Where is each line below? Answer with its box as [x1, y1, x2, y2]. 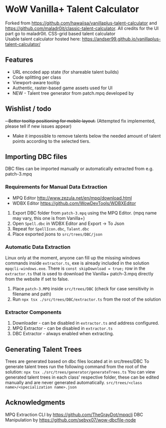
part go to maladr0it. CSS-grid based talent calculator [5, 30, 116, 36]
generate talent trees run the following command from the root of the [5, 364, 147, 370]
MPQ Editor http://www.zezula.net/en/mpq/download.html [12, 195, 132, 201]
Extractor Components [5, 308, 62, 315]
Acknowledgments [5, 398, 66, 407]
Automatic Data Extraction [5, 243, 71, 250]
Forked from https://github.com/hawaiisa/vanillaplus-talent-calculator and [5, 20, 157, 26]
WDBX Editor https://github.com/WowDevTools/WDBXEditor [12, 200, 136, 206]
